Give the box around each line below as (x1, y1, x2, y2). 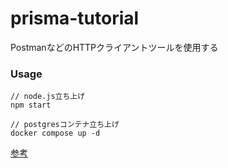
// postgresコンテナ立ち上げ (10, 120, 120, 130)
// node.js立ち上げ (10, 92, 86, 102)
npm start (10, 100, 52, 111)
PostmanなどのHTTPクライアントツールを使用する (10, 41, 219, 53)
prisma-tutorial (10, 7, 140, 30)
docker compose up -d (10, 128, 101, 139)
